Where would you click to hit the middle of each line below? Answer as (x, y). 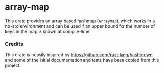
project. (13, 65)
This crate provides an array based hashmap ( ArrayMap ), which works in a (80, 21)
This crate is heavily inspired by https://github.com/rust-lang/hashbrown (79, 55)
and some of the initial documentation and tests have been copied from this (82, 60)
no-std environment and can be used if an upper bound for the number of (80, 26)
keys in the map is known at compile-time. (48, 31)
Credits (14, 44)
